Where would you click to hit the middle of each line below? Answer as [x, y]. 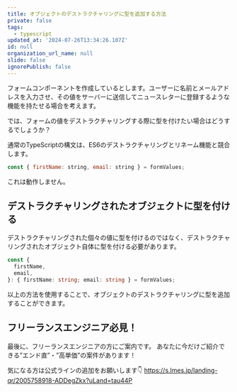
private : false [30, 21]
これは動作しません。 [38, 181]
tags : [15, 27]
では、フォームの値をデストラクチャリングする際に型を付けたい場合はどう [116, 121]
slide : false [27, 60]
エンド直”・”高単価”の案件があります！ [79, 355]
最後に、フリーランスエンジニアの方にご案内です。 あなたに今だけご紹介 [113, 346]
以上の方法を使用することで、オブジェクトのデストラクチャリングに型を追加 [118, 294]
